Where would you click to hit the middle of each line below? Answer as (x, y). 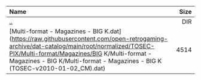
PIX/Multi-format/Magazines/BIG (56, 54)
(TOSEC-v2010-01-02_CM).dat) (57, 68)
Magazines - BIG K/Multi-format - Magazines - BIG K (86, 61)
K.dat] (113, 31)
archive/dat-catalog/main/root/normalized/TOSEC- (82, 46)
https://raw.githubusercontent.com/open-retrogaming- (90, 39)
